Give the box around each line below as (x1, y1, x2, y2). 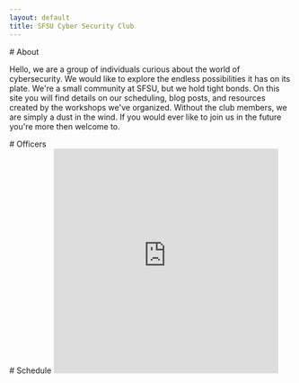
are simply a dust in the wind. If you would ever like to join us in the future (9, 111, 282, 122)
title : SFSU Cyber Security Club (9, 22, 135, 31)
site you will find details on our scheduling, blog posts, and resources (9, 92, 267, 103)
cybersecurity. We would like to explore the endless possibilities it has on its (9, 73, 291, 84)
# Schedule (9, 365, 52, 376)
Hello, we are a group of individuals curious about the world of (9, 64, 241, 75)
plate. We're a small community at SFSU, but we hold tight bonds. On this (9, 83, 280, 94)
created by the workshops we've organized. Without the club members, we (9, 102, 287, 112)
